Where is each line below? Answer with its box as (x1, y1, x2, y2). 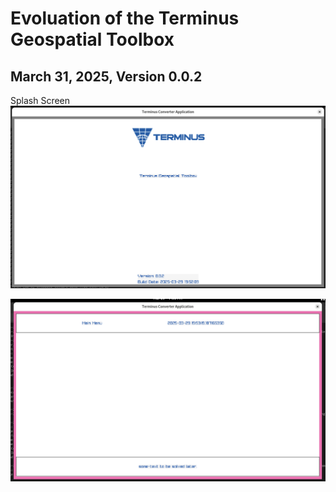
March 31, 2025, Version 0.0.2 (10, 68, 203, 85)
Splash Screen (10, 95, 71, 106)
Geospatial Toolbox (10, 28, 175, 51)
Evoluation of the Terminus (10, 7, 240, 30)
